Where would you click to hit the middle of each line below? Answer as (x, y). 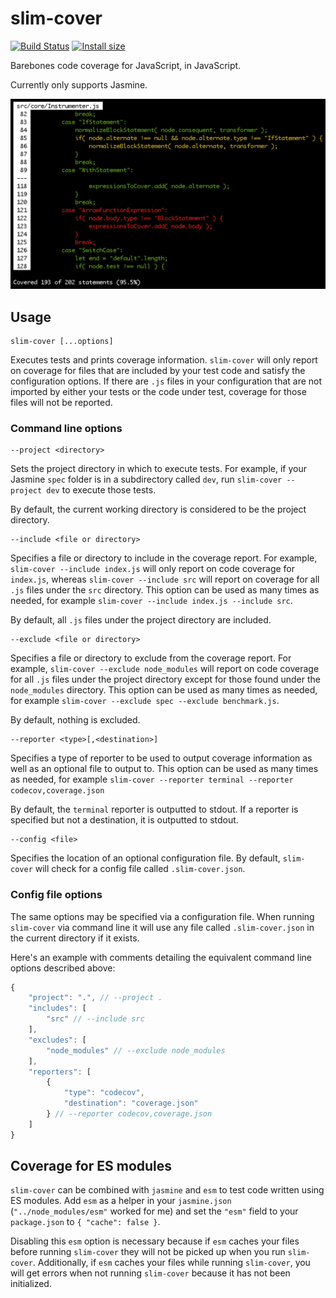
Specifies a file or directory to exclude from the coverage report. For (151, 658)
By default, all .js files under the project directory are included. (141, 620)
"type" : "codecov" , (104, 1093)
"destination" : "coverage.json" (131, 1103)
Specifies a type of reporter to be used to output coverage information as (161, 758)
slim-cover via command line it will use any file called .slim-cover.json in (162, 927)
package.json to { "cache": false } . (85, 1222)
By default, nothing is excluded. (75, 720)
